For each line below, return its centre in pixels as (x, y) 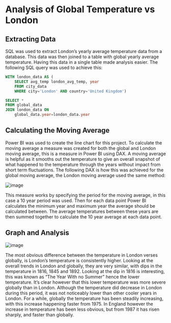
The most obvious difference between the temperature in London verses (82, 255)
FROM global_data (24, 105)
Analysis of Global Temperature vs (80, 9)
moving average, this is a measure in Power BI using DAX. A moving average (86, 154)
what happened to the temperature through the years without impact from (83, 164)
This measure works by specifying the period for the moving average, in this (86, 195)
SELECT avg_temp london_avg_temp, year (57, 82)
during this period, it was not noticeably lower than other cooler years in (81, 293)
